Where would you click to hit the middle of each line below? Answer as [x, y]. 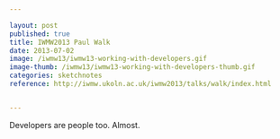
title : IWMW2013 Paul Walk [60, 42]
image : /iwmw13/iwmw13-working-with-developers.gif [108, 59]
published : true [40, 34]
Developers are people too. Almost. [75, 125]
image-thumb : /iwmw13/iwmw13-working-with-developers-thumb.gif [132, 67]
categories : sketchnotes [56, 76]
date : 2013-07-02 [42, 50]
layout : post [34, 25]
